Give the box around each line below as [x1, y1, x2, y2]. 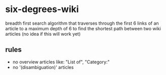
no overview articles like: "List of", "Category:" [12, 59, 110, 65]
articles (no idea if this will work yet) [5, 31, 81, 37]
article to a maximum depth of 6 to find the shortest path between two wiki [5, 25, 161, 31]
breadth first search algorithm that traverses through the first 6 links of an [5, 20, 159, 26]
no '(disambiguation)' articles [12, 64, 74, 70]
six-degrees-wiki [5, 4, 79, 15]
